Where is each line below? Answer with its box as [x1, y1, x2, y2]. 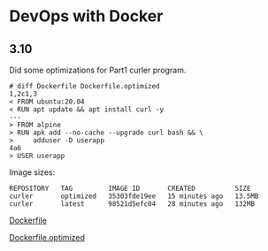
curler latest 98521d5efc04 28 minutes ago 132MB [9, 200, 255, 209]
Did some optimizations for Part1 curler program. [9, 65, 187, 75]
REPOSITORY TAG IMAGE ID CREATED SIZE [9, 184, 251, 193]
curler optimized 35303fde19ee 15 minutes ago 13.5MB [9, 192, 259, 201]
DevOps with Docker [9, 6, 164, 27]
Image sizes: [9, 167, 56, 178]
